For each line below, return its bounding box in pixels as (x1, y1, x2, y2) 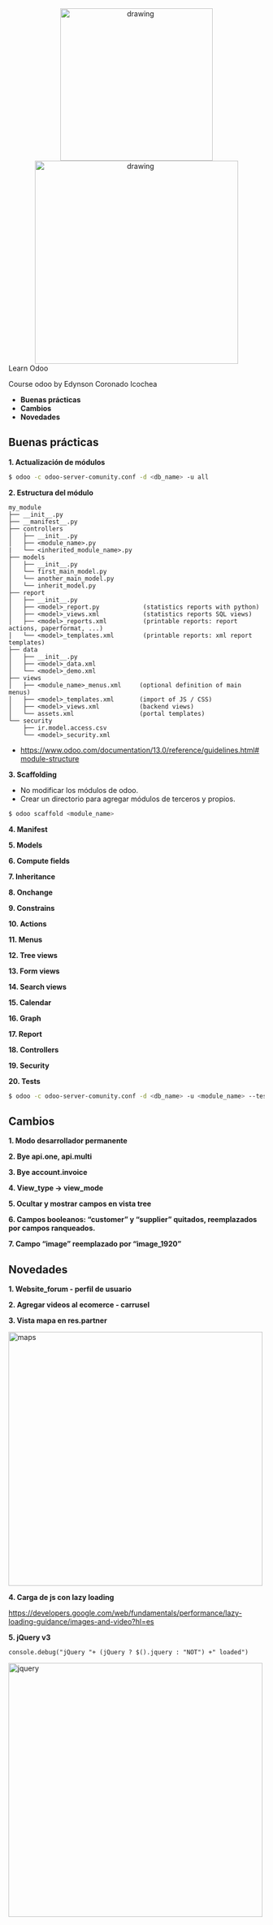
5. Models (8, 840, 43, 850)
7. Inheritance (8, 871, 55, 881)
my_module (8, 503, 42, 511)
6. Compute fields (8, 856, 71, 865)
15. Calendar (8, 997, 51, 1007)
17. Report (8, 1029, 42, 1038)
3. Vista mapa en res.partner (8, 1316, 107, 1325)
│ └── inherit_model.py (8, 581, 96, 590)
